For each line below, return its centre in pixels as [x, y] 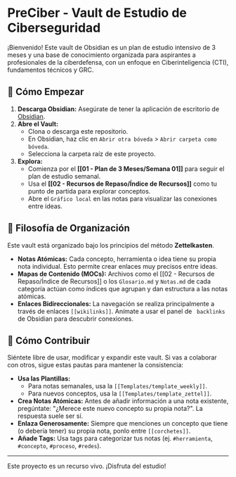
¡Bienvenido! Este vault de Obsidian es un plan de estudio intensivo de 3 [112, 47]
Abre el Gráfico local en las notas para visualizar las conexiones [123, 198]
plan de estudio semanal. [64, 176]
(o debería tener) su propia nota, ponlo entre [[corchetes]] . [104, 431]
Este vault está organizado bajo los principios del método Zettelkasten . [111, 245]
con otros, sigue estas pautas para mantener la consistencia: [96, 365]
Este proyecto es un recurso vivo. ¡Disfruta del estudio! [87, 466]
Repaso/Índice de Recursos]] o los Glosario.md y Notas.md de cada [114, 281]
